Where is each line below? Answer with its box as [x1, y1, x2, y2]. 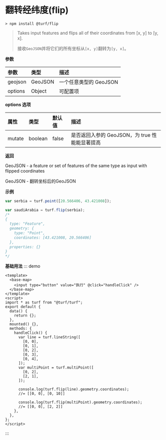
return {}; [14, 313, 37, 318]
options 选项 [5, 101, 31, 107]
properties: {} [9, 244, 41, 250]
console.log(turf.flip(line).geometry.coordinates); [18, 387, 129, 392]
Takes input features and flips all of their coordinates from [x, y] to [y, [17, 30, 159, 36]
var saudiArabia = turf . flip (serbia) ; [5, 207, 85, 212]
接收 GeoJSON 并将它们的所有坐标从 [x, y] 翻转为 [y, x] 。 [17, 45, 129, 51]
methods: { [9, 326, 32, 331]
